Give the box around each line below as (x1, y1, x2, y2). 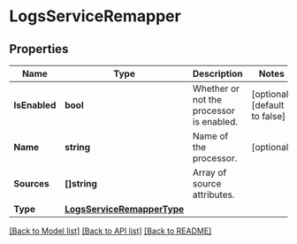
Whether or (193, 82, 240, 95)
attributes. (193, 188, 235, 201)
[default (251, 99, 285, 111)
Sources (13, 178, 50, 189)
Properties (9, 42, 69, 57)
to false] (251, 111, 286, 122)
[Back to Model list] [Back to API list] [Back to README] (9, 225, 212, 236)
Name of (193, 130, 229, 142)
